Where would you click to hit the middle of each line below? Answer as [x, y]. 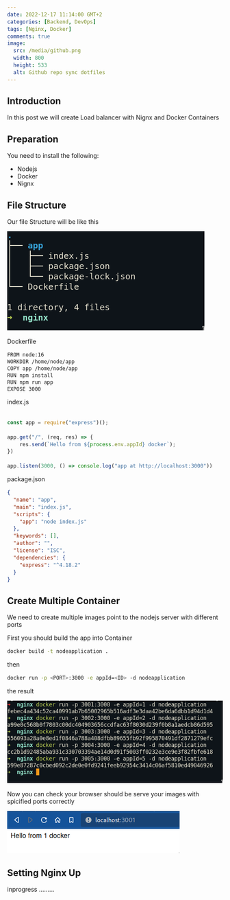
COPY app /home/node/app [42, 369]
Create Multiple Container [64, 601]
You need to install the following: [53, 156]
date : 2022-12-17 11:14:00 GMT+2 [55, 14]
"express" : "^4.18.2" [50, 565]
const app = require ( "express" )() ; [58, 422]
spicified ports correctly [41, 801]
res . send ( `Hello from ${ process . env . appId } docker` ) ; [98, 444]
